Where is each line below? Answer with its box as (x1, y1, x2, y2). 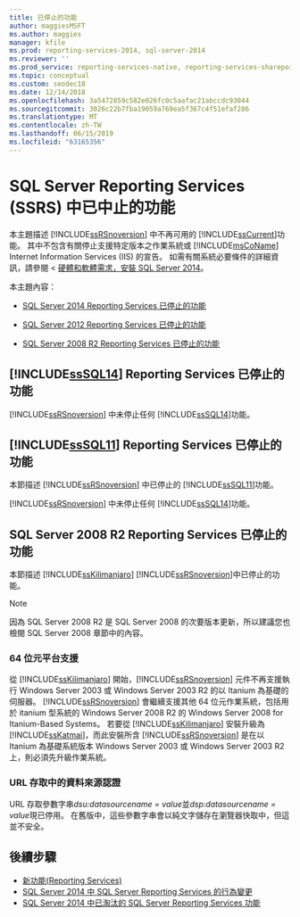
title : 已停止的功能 (9, 12, 78, 22)
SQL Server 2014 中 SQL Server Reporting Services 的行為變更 (21, 886, 253, 896)
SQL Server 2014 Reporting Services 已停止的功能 (21, 300, 207, 310)
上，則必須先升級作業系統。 (9, 752, 112, 763)
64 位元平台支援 (9, 652, 79, 665)
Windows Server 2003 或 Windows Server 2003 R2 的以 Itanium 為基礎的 (19, 685, 289, 696)
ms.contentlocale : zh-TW (9, 121, 102, 130)
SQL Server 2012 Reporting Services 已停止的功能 (21, 318, 207, 330)
